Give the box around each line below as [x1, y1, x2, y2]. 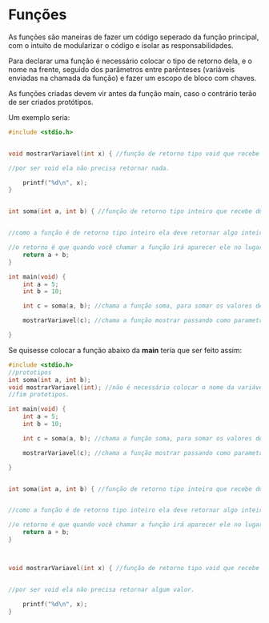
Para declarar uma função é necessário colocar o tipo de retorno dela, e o [8, 56, 252, 66]
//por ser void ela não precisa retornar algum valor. [8, 585, 195, 593]
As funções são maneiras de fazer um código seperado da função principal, [8, 32, 259, 42]
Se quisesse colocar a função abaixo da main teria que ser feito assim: [8, 345, 243, 355]
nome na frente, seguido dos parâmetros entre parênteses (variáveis [8, 64, 235, 74]
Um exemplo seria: [8, 112, 70, 122]
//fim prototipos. [8, 391, 70, 399]
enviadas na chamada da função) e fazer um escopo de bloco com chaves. [8, 73, 257, 82]
